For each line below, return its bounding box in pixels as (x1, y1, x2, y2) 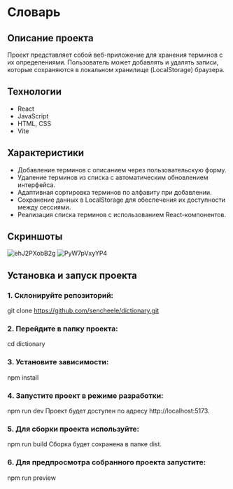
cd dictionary (7, 340, 45, 348)
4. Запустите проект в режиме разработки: (7, 390, 164, 400)
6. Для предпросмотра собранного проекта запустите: (7, 457, 206, 467)
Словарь (7, 4, 61, 20)
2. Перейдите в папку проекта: (7, 324, 118, 333)
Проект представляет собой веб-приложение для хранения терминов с (7, 50, 223, 59)
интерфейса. (17, 180, 56, 189)
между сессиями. (17, 202, 71, 211)
